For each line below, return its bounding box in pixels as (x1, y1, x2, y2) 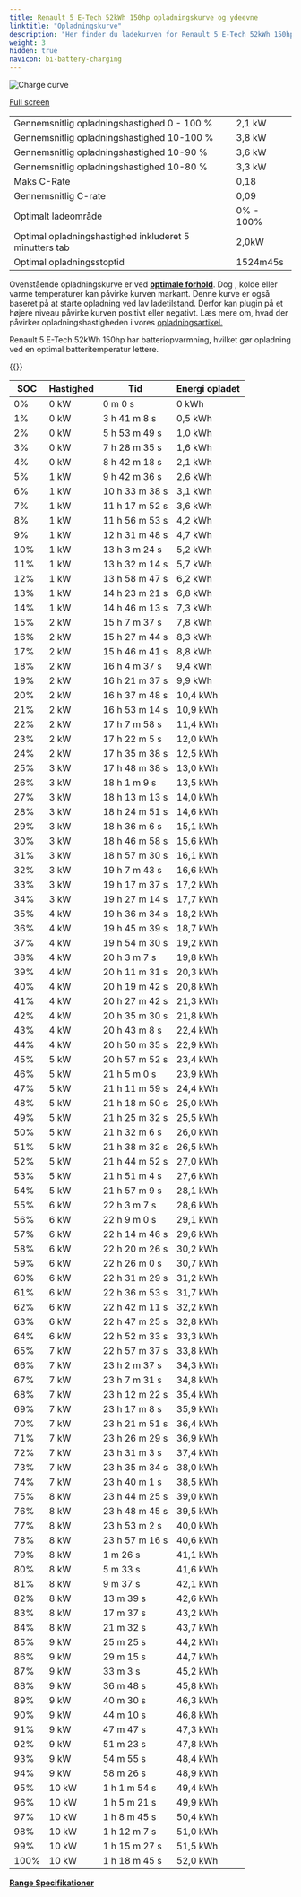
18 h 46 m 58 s (102, 835, 168, 847)
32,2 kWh (176, 1301, 219, 1313)
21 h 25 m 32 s (102, 1112, 168, 1123)
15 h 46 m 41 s (102, 645, 168, 657)
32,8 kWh (176, 1315, 219, 1328)
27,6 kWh (176, 1170, 219, 1182)
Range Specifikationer (9, 1877, 94, 1888)
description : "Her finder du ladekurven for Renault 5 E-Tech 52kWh (9, 30, 271, 39)
